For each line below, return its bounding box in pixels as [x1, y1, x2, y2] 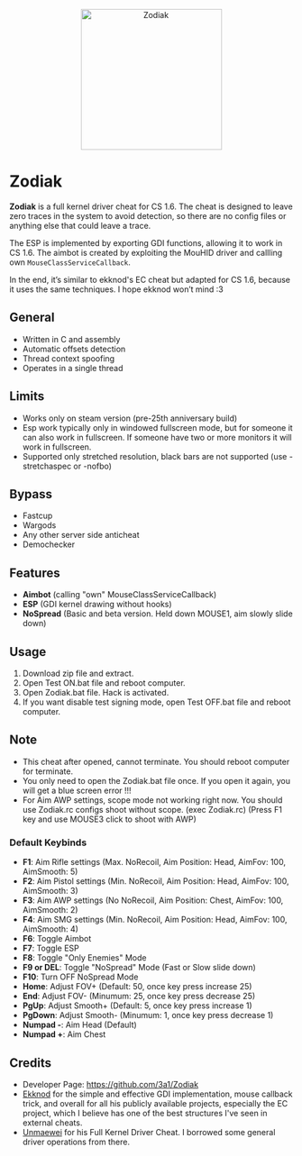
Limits [9, 388, 45, 405]
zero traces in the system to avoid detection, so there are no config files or [9, 210, 287, 221]
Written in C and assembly [22, 333, 121, 344]
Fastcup [22, 510, 53, 522]
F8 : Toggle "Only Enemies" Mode [22, 952, 147, 963]
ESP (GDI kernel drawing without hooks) [22, 599, 173, 610]
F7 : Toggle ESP [22, 942, 79, 954]
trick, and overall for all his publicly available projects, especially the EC [22, 1097, 288, 1108]
